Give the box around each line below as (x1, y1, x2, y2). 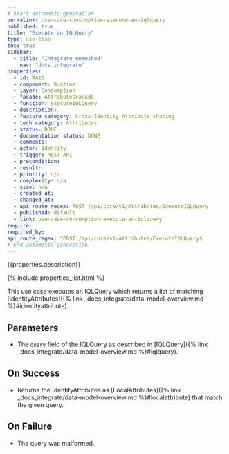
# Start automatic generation (7, 10, 95, 17)
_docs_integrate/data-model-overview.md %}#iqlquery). (17, 347, 178, 356)
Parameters (7, 322, 59, 334)
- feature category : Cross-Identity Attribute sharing (13, 113, 175, 120)
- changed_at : (13, 196, 54, 204)
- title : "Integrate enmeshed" (13, 55, 104, 62)
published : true (7, 23, 54, 30)
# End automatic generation (7, 241, 89, 249)
